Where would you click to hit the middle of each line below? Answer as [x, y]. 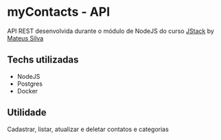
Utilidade [27, 113]
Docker [27, 91]
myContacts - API [59, 12]
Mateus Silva [25, 38]
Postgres [30, 84]
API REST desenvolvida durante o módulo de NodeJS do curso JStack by [111, 31]
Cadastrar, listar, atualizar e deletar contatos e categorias [88, 129]
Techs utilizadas [43, 60]
